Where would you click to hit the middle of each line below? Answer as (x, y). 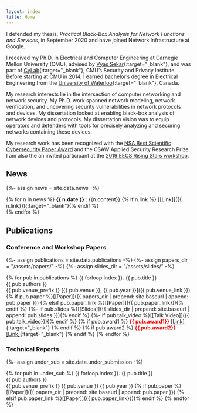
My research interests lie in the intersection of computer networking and (93, 94)
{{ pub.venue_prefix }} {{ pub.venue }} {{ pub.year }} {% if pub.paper (89, 386)
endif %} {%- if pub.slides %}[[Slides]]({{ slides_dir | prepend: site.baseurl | (98, 309)
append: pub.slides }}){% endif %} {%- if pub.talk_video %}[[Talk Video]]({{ (98, 315)
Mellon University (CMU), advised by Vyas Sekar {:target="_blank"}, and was (98, 64)
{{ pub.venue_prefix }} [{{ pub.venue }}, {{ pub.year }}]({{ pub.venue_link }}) (98, 290)
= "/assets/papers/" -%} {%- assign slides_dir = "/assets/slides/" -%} (90, 266)
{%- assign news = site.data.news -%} (53, 188)
